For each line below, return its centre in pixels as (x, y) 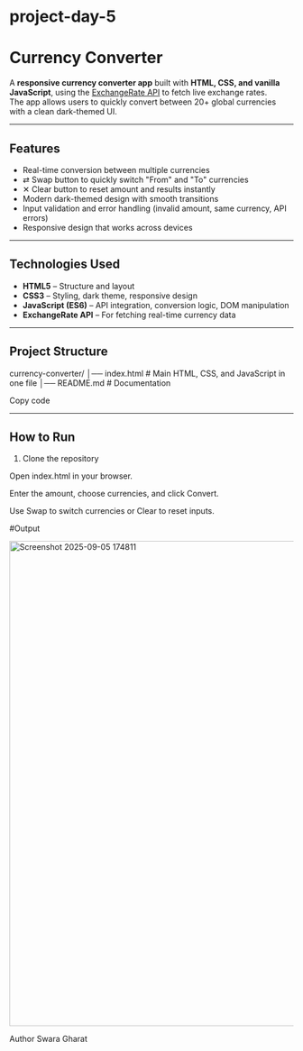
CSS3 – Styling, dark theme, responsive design (110, 296)
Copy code (30, 400)
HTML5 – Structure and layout (78, 286)
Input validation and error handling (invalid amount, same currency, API (154, 208)
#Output (25, 528)
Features (35, 148)
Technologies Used (64, 265)
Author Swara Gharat (49, 1039)
